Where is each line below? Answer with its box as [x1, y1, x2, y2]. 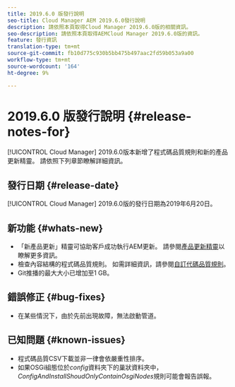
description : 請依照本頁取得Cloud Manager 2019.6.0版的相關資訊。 [7, 23, 192, 30]
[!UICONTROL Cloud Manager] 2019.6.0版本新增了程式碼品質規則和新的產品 [7, 148, 228, 156]
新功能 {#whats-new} [7, 222, 104, 234]
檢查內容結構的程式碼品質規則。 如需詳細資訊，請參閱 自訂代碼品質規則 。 [17, 260, 230, 268]
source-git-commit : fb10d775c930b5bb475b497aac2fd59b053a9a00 [7, 50, 194, 57]
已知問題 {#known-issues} [7, 334, 126, 346]
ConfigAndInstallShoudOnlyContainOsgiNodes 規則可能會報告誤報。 [17, 371, 216, 380]
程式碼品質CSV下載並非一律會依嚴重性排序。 [17, 354, 148, 362]
